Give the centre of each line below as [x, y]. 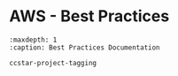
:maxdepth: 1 [33, 40]
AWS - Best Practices [89, 16]
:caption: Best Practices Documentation [85, 47]
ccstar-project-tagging [53, 63]
